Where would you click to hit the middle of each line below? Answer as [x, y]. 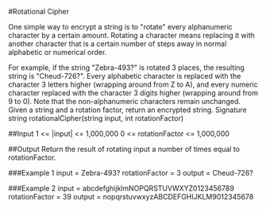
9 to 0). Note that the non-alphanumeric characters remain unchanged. [124, 101]
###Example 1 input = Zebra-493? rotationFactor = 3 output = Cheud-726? [131, 173]
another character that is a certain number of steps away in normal [118, 44]
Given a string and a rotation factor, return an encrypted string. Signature [128, 110]
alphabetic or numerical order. [58, 52]
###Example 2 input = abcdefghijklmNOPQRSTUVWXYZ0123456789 [121, 188]
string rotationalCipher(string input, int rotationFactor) [96, 118]
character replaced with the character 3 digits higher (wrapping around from [133, 93]
